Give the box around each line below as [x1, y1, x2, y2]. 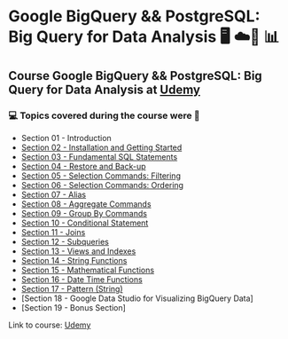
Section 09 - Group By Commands [20, 208, 148, 218]
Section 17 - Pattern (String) [20, 283, 123, 294]
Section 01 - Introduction [20, 132, 112, 143]
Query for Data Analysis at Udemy [8, 82, 201, 97]
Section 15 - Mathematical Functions [20, 264, 155, 275]
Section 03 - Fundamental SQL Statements [20, 151, 178, 162]
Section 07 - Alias [20, 189, 87, 200]
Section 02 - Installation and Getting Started [20, 142, 183, 153]
